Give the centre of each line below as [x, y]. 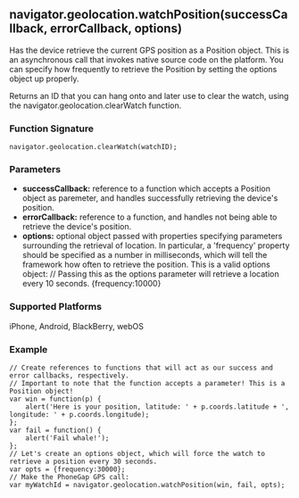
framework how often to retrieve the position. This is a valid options [146, 265]
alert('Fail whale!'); [67, 438]
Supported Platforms [56, 307]
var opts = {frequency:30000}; [67, 469]
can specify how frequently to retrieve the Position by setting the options [143, 69]
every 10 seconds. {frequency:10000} [91, 284]
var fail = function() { [55, 430]
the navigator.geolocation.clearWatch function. [96, 105]
